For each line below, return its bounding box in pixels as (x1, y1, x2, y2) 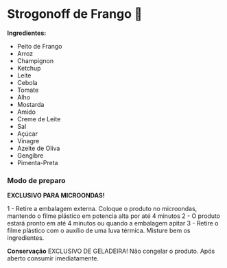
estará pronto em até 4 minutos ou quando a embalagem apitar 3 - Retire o (7, 219, 219, 228)
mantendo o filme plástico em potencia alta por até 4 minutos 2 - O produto (7, 212, 221, 220)
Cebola (16, 78, 38, 86)
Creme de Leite (16, 114, 61, 123)
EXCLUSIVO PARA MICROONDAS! (7, 191, 105, 199)
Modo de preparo (7, 175, 67, 185)
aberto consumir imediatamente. (7, 254, 99, 263)
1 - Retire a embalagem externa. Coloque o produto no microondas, (7, 205, 198, 213)
